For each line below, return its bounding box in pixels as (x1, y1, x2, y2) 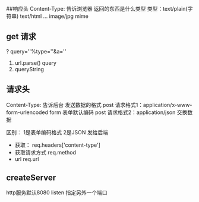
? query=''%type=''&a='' (6, 48, 67, 55)
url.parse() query (14, 59, 56, 67)
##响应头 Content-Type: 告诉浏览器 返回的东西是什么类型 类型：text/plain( (6, 5, 188, 12)
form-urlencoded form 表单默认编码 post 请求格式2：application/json (6, 109, 176, 116)
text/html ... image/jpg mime (20, 12, 89, 20)
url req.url (14, 155, 39, 162)
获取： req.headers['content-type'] (14, 141, 101, 149)
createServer (6, 173, 56, 183)
